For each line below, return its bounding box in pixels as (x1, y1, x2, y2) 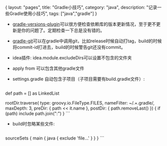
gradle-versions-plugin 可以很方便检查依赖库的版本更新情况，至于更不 (12, 21, 156, 27)
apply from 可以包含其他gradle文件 (12, 65, 84, 71)
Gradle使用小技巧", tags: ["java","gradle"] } (9, 10, 97, 16)
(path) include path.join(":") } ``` (5, 111, 70, 116)
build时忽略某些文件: (12, 121, 55, 127)
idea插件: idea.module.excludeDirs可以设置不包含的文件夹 (12, 55, 132, 61)
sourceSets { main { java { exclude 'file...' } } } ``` (5, 135, 104, 141)
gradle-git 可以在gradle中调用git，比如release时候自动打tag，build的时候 (12, 38, 162, 44)
